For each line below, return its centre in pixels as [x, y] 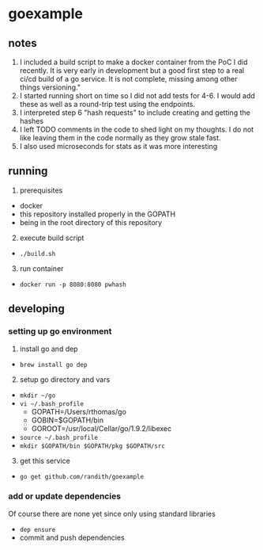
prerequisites [41, 190]
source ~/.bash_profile [59, 437]
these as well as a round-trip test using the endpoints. [107, 104]
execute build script [52, 238]
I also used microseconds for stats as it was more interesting [118, 146]
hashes [32, 121]
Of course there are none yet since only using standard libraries [112, 514]
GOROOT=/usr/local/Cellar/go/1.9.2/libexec [101, 428]
